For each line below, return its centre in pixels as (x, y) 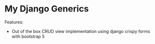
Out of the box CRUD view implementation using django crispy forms (81, 31)
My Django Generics (47, 9)
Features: (14, 22)
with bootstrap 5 (28, 36)
